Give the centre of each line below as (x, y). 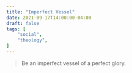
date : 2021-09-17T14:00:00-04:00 (49, 18)
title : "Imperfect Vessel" (41, 12)
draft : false (23, 23)
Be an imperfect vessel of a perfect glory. (74, 63)
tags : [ (16, 29)
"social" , (30, 35)
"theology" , (32, 40)
